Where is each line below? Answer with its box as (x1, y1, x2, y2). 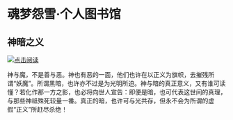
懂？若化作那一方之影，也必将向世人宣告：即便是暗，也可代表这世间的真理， (7, 88, 227, 96)
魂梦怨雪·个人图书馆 (7, 6, 122, 22)
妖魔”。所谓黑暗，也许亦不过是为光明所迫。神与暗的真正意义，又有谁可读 (16, 79, 226, 87)
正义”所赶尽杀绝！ (16, 105, 68, 113)
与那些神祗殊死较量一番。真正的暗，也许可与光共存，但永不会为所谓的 (7, 96, 209, 105)
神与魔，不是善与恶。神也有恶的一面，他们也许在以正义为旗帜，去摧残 (7, 71, 209, 78)
